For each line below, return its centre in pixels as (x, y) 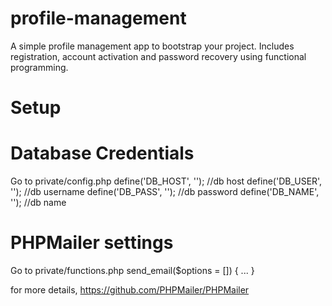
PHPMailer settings (92, 243)
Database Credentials (102, 153)
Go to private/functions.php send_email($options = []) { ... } (132, 270)
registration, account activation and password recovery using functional (158, 56)
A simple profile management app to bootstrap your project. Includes (152, 46)
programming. (39, 67)
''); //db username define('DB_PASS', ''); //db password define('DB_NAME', (165, 192)
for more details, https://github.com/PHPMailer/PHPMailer (130, 290)
